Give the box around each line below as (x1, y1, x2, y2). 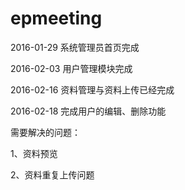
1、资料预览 (10, 147, 58, 159)
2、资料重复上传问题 (10, 168, 95, 181)
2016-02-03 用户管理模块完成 (10, 62, 133, 74)
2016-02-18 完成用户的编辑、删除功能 (10, 105, 167, 117)
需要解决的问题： (10, 126, 81, 138)
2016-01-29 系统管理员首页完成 (10, 41, 140, 53)
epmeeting (10, 7, 103, 30)
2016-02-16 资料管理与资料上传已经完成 (10, 83, 175, 96)
